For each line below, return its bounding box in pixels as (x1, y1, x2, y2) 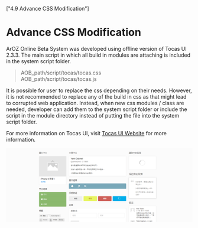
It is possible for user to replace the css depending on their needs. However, (6, 87, 192, 94)
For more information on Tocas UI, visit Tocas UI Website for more (6, 129, 167, 136)
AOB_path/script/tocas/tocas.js (20, 75, 97, 82)
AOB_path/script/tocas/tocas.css (20, 69, 102, 76)
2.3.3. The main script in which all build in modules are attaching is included (6, 51, 191, 58)
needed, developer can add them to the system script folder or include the (6, 106, 187, 113)
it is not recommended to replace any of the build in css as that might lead (6, 93, 187, 100)
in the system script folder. (6, 57, 72, 64)
